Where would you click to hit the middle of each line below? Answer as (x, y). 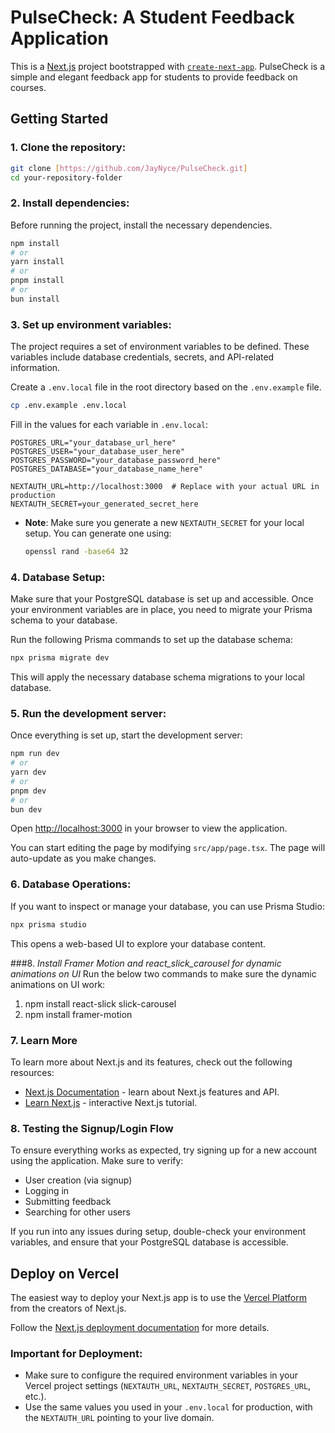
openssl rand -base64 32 (76, 551)
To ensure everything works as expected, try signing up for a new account (164, 1150)
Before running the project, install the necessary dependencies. (141, 225)
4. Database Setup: (58, 577)
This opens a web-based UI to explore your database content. (138, 943)
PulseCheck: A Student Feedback (152, 17)
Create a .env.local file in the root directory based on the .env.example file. (166, 387)
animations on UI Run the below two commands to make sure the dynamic (163, 973)
